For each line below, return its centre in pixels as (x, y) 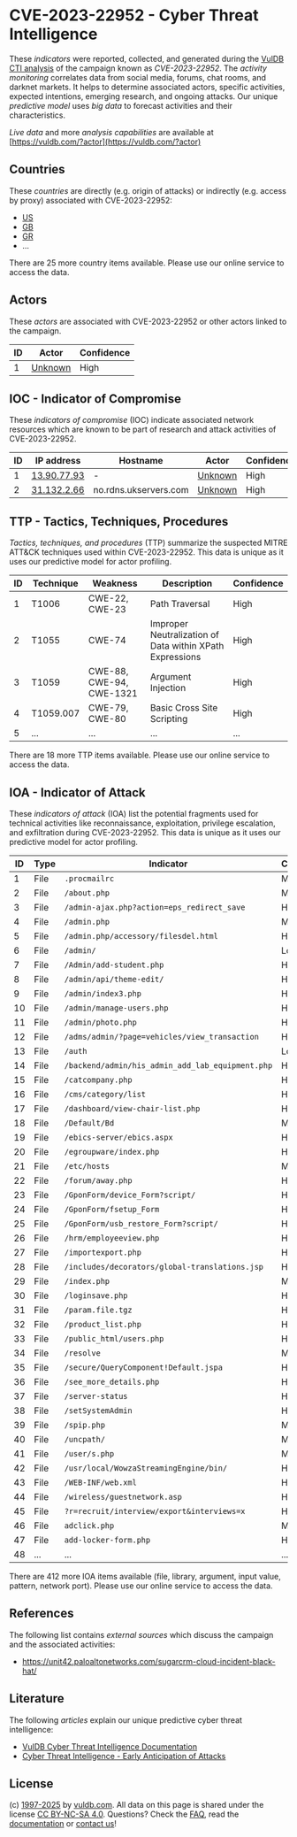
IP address (58, 461)
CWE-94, (108, 682)
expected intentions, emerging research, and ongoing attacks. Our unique (144, 96)
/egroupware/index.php (112, 1152)
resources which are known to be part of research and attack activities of (143, 429)
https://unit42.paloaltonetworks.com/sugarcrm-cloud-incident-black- (148, 1661)
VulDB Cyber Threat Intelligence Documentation (110, 1746)
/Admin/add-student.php (114, 965)
